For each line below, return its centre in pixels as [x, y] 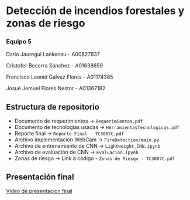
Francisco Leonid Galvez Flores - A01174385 [60, 77]
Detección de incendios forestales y [95, 11]
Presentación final [40, 177]
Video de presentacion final [39, 191]
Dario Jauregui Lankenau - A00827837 [53, 55]
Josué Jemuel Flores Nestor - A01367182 [56, 89]
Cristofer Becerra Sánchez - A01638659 [55, 66]
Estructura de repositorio [53, 107]
